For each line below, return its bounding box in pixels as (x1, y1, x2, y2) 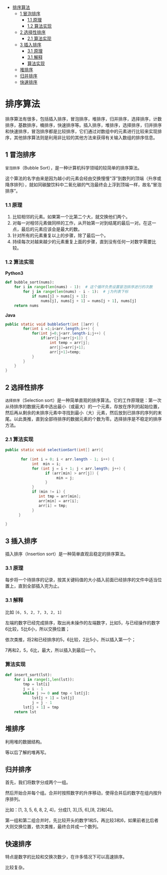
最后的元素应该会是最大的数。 (21, 226, 83, 232)
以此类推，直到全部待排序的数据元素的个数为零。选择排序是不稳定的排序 (13, 416, 162, 422)
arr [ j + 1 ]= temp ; (49, 350, 81, 354)
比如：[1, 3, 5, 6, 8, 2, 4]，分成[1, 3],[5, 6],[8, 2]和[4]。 (5, 807, 116, 813)
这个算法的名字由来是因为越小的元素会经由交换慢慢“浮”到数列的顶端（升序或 (5, 175, 162, 181)
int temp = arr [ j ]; (49, 341, 90, 346)
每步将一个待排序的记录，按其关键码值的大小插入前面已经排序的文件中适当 (5, 577, 158, 583)
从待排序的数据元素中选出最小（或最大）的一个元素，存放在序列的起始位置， (5, 403, 162, 410)
